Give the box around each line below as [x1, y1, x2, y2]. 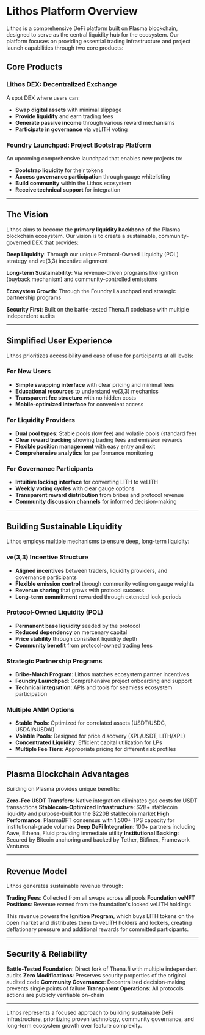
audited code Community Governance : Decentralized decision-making [6, 978, 186, 985]
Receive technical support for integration [15, 185, 121, 193]
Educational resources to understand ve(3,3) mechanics [15, 387, 159, 395]
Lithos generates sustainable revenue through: [6, 883, 124, 890]
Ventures [6, 843, 29, 850]
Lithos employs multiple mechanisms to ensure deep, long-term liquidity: [6, 537, 190, 545]
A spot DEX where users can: [6, 94, 81, 102]
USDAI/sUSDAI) [15, 726, 55, 733]
